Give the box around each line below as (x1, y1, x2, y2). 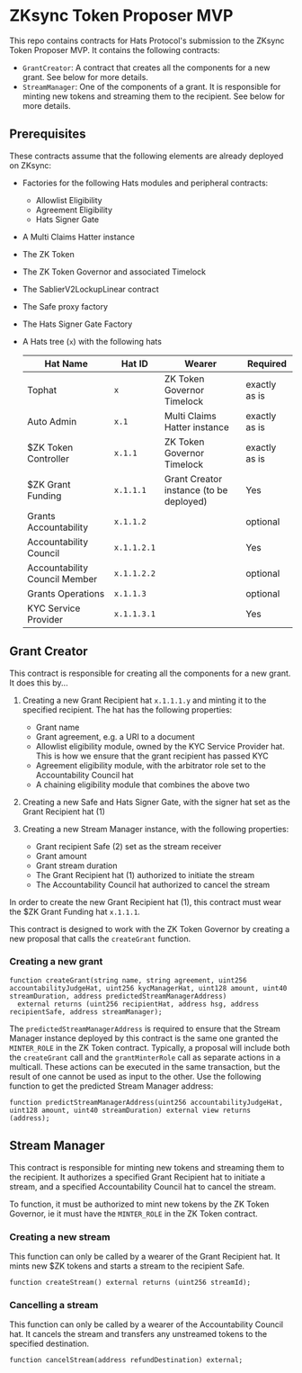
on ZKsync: (9, 159, 52, 171)
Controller (26, 452, 70, 464)
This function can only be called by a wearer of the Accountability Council (9, 1319, 284, 1330)
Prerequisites (9, 127, 86, 142)
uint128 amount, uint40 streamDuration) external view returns (9, 1106, 252, 1115)
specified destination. (9, 1338, 90, 1350)
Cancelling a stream (9, 1298, 99, 1311)
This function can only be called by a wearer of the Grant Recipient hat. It (9, 1251, 280, 1261)
